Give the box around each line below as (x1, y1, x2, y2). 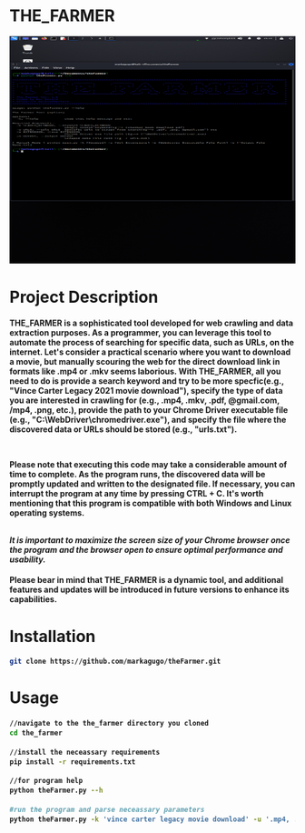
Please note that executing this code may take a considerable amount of (9, 458, 288, 469)
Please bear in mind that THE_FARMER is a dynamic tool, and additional (9, 575, 284, 586)
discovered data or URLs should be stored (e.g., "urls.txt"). (9, 424, 238, 435)
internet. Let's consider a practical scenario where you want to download (9, 346, 291, 357)
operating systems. (9, 507, 84, 518)
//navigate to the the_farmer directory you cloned (9, 719, 209, 728)
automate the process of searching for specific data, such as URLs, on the (9, 336, 295, 347)
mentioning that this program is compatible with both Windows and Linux (9, 497, 292, 508)
